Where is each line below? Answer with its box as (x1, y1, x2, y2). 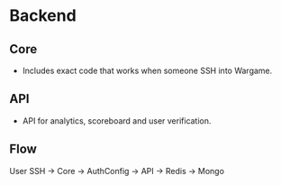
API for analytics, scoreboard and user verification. (22, 115, 212, 126)
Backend (9, 5, 77, 26)
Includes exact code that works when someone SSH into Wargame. (22, 65, 273, 76)
